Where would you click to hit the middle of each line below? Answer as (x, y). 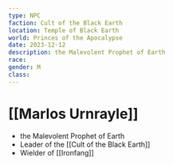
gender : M (25, 67)
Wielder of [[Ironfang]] (57, 152)
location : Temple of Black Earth (64, 30)
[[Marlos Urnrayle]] (73, 114)
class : (19, 75)
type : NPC (25, 15)
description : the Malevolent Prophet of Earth (87, 52)
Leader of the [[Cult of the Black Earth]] (85, 144)
